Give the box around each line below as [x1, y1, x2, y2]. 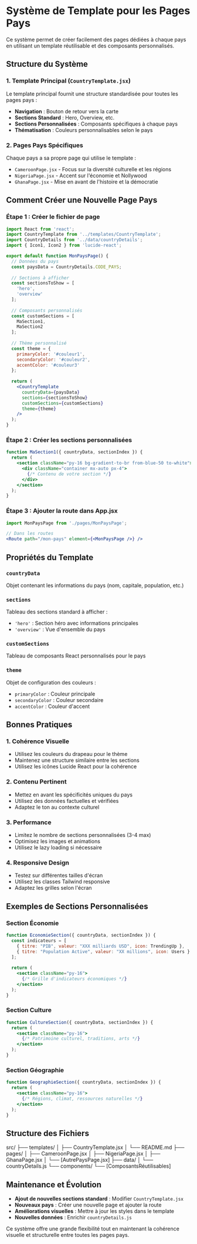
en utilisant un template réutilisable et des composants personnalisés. [6, 42, 175, 49]
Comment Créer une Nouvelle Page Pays [6, 195, 158, 205]
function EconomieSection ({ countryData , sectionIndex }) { [6, 933, 157, 938]
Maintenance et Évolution [6, 1179, 101, 1189]
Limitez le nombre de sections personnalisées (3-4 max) [14, 832, 151, 839]
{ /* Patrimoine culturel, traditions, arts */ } [21, 1036, 141, 1042]
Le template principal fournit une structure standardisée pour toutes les [6, 90, 179, 97]
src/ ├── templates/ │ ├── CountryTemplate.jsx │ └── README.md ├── [6, 1144, 185, 1151]
